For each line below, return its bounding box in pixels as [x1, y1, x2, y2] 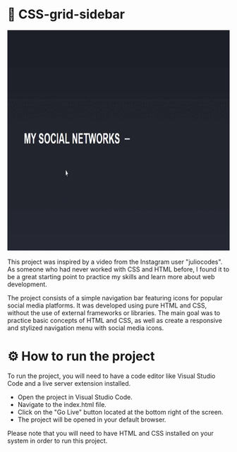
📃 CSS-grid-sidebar [7, 6, 126, 23]
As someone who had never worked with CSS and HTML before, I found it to [7, 264, 230, 274]
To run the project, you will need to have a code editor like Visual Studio [7, 372, 216, 380]
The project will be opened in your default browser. [17, 415, 166, 424]
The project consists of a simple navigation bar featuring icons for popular [7, 293, 223, 302]
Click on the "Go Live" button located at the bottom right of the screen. [17, 408, 224, 416]
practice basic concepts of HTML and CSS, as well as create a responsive [7, 316, 222, 324]
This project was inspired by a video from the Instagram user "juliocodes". [7, 257, 223, 266]
